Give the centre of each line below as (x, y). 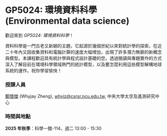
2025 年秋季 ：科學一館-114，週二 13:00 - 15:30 (53, 128)
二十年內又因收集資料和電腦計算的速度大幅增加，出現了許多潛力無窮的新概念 (83, 52)
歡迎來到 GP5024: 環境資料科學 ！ (39, 35)
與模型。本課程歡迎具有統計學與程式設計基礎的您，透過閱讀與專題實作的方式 (83, 58)
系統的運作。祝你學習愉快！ (34, 70)
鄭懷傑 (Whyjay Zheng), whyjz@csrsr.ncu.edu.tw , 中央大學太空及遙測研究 (80, 96)
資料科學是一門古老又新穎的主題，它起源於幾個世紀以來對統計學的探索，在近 (83, 45)
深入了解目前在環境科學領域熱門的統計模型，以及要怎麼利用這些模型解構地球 (83, 64)
